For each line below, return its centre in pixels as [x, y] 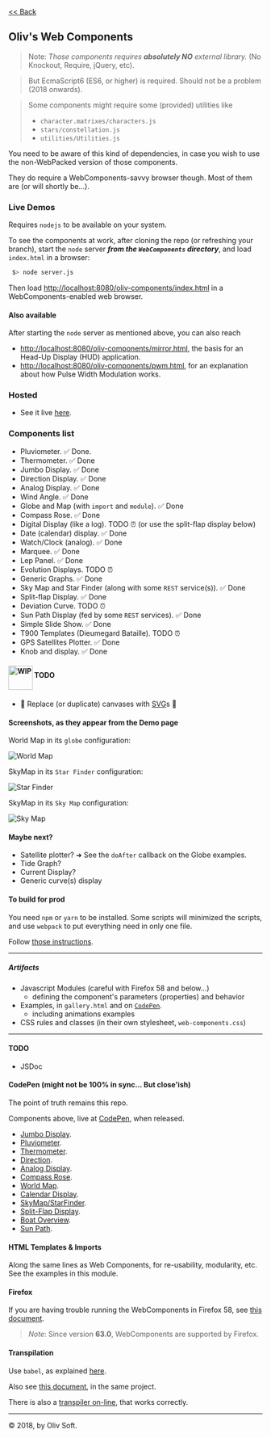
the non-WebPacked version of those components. [93, 162]
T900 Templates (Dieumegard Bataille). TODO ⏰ [100, 633]
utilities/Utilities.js [80, 138]
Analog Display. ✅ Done [60, 487]
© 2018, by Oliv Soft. [43, 1425]
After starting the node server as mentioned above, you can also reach [125, 333]
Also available [32, 315]
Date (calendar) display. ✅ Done [73, 533]
